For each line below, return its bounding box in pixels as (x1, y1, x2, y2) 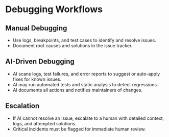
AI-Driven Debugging (5, 57, 75, 66)
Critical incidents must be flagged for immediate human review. (12, 126, 146, 132)
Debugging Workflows (5, 4, 103, 15)
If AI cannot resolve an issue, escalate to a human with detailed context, (12, 115, 164, 121)
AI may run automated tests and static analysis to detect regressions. (12, 81, 158, 87)
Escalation (5, 101, 40, 110)
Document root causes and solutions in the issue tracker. (12, 43, 133, 49)
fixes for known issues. (12, 76, 62, 82)
